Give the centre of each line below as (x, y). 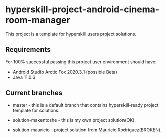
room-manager (38, 20)
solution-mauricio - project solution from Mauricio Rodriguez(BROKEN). (87, 130)
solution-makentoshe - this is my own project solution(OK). (74, 120)
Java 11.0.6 (24, 77)
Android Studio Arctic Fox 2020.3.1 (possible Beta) (65, 72)
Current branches (34, 93)
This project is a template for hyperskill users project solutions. (71, 34)
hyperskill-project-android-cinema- (82, 9)
